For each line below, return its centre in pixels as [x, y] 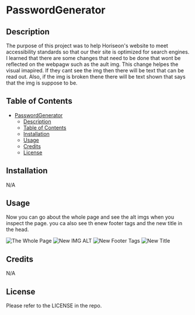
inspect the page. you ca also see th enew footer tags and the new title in [94, 223]
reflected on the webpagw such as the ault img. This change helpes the [92, 64]
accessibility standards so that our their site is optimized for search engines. [98, 52]
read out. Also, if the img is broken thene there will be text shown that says [96, 77]
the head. [18, 230]
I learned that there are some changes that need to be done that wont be [93, 58]
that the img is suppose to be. [42, 83]
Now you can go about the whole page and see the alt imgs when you [90, 217]
